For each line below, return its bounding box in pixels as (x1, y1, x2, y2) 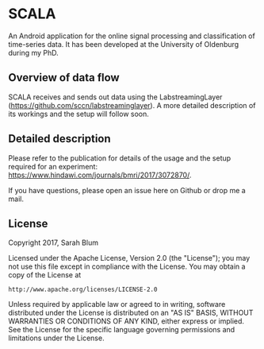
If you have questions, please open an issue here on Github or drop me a (8, 185, 246, 195)
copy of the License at (8, 270, 82, 280)
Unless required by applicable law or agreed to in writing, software (8, 300, 226, 309)
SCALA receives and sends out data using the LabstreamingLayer (8, 92, 223, 102)
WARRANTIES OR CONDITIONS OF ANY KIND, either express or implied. (8, 316, 244, 326)
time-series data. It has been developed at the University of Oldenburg (8, 39, 239, 48)
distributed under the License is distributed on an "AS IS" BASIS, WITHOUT (8, 308, 254, 318)
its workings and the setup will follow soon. (8, 109, 149, 118)
